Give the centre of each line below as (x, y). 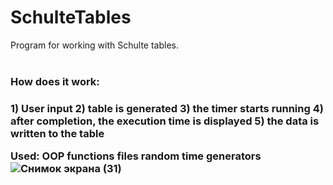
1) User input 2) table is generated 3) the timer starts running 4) (167, 108)
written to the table (57, 133)
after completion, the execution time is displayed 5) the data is (165, 121)
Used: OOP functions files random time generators (136, 156)
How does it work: (55, 81)
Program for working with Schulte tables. (95, 45)
